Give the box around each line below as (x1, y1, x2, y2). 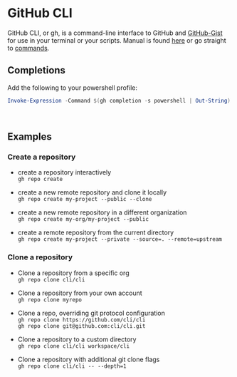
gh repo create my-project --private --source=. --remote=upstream (17, 236, 222, 243)
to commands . (7, 43, 50, 52)
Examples (7, 130, 52, 143)
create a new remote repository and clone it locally (17, 188, 167, 197)
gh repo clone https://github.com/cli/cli (17, 316, 146, 324)
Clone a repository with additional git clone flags (17, 355, 160, 363)
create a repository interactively (17, 168, 112, 177)
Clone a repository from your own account (17, 289, 142, 297)
